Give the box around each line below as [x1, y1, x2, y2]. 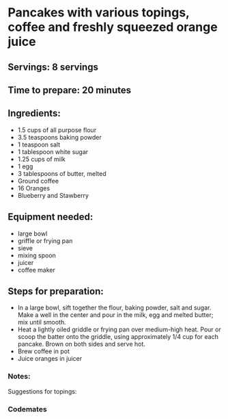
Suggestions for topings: [8, 387, 77, 395]
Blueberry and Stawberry [17, 191, 89, 199]
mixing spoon [17, 251, 57, 259]
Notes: [8, 372, 31, 381]
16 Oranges [17, 183, 51, 192]
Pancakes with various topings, [8, 5, 190, 21]
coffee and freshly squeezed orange [8, 19, 218, 35]
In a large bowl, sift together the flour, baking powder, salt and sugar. [17, 303, 212, 312]
